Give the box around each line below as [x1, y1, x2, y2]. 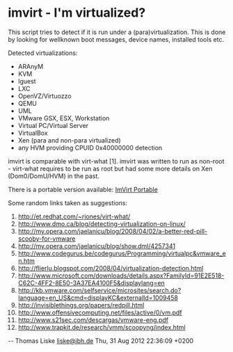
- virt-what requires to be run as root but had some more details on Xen [8, 164, 213, 173]
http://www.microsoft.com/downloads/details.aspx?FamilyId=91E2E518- [17, 271, 225, 280]
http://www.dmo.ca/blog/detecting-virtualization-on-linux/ [17, 219, 186, 227]
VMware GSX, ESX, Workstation [17, 113, 110, 122]
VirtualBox [17, 129, 48, 137]
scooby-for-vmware [17, 234, 76, 243]
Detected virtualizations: [8, 49, 78, 57]
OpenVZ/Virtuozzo [17, 92, 72, 100]
